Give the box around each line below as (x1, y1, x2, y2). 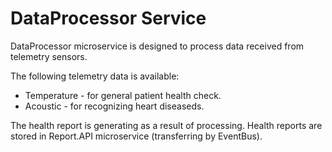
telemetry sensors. (10, 50, 88, 62)
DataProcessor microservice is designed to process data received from (10, 40, 305, 52)
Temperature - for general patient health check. (24, 89, 222, 101)
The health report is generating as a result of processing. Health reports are (10, 119, 323, 131)
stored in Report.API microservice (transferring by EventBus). (10, 130, 263, 142)
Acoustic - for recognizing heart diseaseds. (24, 100, 205, 112)
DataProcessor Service (10, 7, 207, 30)
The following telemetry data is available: (10, 70, 180, 82)
